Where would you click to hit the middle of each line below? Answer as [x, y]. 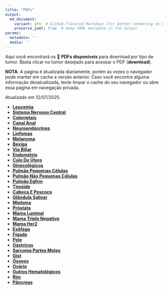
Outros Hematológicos [36, 271]
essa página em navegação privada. [42, 87]
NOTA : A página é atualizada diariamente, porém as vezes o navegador [79, 71]
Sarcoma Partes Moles [36, 250]
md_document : [23, 19]
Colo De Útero [27, 160]
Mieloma [22, 202]
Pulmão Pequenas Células [40, 170]
